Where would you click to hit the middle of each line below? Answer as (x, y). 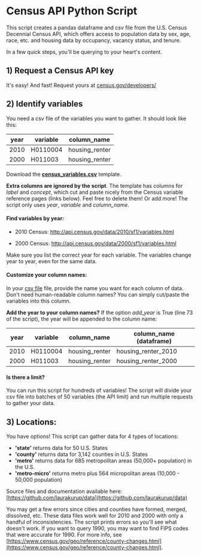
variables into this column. (39, 301)
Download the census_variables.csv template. (64, 174)
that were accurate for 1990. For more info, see (64, 534)
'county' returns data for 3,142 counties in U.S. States (81, 454)
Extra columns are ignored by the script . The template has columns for (95, 185)
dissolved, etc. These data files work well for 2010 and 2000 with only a (95, 515)
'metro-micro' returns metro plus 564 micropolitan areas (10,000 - (97, 473)
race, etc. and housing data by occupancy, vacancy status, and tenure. (94, 40)
